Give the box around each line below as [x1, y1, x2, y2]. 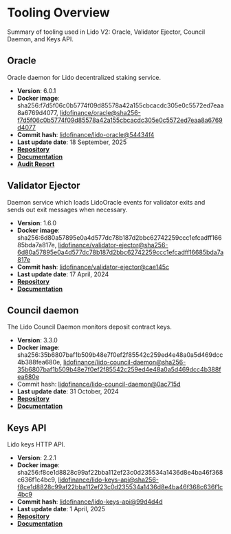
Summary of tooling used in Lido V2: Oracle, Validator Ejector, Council [7, 28, 206, 36]
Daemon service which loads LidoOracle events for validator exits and [7, 198, 206, 206]
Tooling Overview [7, 5, 110, 21]
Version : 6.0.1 [16, 86, 56, 94]
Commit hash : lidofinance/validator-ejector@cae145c [16, 263, 170, 271]
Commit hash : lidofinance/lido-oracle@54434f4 [16, 130, 155, 138]
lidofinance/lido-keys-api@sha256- [58, 475, 159, 484]
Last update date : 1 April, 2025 [16, 505, 105, 513]
